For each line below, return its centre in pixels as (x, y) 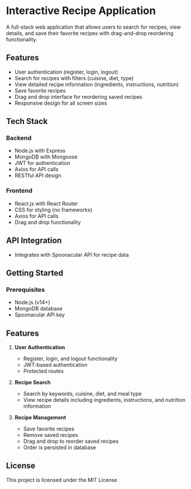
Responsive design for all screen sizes (60, 103)
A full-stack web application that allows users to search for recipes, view (93, 27)
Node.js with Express (40, 151)
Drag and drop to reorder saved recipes (71, 441)
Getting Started (35, 273)
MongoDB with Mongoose (46, 157)
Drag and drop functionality (48, 222)
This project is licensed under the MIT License (62, 480)
